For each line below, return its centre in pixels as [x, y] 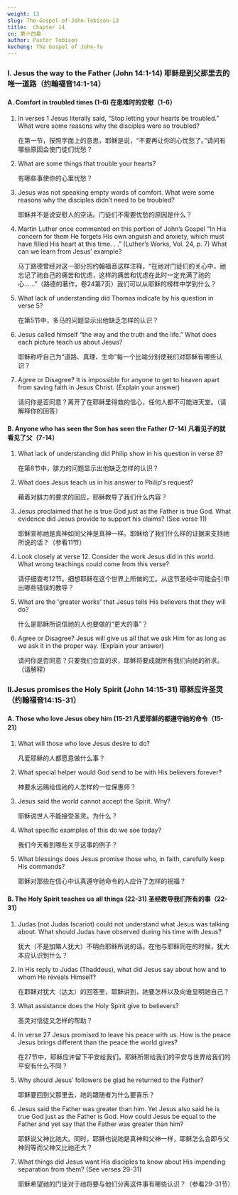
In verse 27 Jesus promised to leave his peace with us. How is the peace [124, 1034]
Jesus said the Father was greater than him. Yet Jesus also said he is [119, 1108]
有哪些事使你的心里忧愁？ [55, 178]
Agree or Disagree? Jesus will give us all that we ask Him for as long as [122, 638]
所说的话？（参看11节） [52, 542]
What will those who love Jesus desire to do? [84, 744]
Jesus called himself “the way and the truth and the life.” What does [117, 335]
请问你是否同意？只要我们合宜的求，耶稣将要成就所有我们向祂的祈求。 [120, 661]
